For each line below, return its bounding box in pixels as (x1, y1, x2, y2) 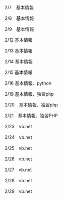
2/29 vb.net (5, 188, 32, 194)
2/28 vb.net (5, 178, 32, 183)
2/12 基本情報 (5, 37, 33, 43)
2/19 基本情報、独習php (5, 91, 54, 97)
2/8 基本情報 (5, 15, 34, 21)
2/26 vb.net (5, 156, 32, 162)
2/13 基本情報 (5, 48, 33, 53)
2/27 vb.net (5, 167, 32, 173)
